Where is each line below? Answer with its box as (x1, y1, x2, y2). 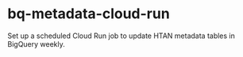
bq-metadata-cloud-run (7, 5, 170, 23)
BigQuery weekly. (7, 39, 65, 48)
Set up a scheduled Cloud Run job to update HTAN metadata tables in (7, 31, 236, 40)
